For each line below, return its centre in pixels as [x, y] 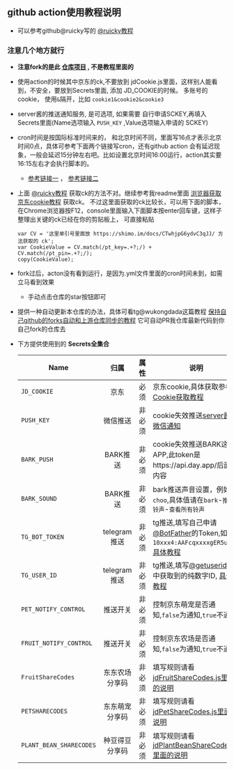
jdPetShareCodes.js [185, 711]
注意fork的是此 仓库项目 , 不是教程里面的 [75, 67]
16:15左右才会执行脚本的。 [55, 164]
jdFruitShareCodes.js [187, 678]
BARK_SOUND [39, 499]
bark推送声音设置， [185, 490]
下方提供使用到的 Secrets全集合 [63, 344]
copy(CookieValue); [46, 260]
